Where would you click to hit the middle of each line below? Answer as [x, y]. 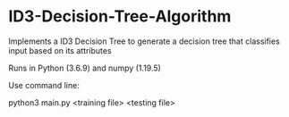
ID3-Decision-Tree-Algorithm [120, 17]
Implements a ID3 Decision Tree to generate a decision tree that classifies [144, 41]
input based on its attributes [60, 50]
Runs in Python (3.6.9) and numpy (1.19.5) [85, 68]
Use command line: [44, 85]
